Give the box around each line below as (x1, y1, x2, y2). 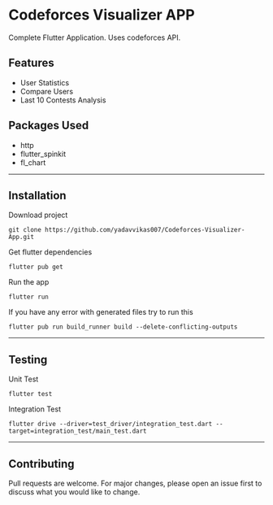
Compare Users (19, 86, 74, 96)
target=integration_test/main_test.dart (8, 427, 148, 436)
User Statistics (19, 77, 70, 87)
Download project (8, 210, 68, 220)
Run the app (8, 277, 50, 287)
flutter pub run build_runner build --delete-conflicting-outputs (8, 323, 238, 331)
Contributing (8, 457, 75, 471)
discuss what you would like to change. (8, 487, 141, 497)
